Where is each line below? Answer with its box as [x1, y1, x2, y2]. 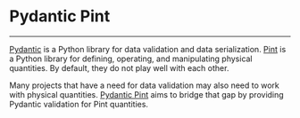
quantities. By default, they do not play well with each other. [9, 62, 229, 73]
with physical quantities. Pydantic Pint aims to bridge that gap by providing [9, 89, 284, 99]
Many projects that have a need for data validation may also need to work [9, 80, 279, 90]
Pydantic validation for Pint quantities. [9, 98, 149, 109]
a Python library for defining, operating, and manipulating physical [9, 53, 253, 64]
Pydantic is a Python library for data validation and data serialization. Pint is [9, 43, 287, 54]
